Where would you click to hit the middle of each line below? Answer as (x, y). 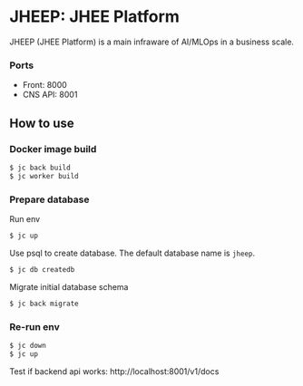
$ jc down (28, 345)
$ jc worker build (44, 176)
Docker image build (53, 149)
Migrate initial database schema (69, 286)
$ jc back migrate (44, 304)
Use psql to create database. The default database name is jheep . (132, 253)
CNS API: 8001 (50, 95)
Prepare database (49, 199)
